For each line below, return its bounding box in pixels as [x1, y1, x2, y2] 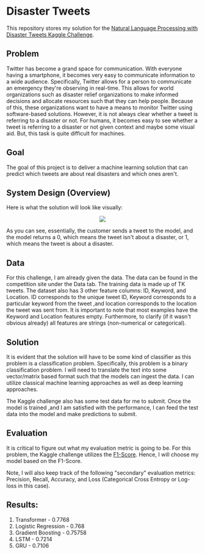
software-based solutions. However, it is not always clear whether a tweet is [6, 110, 198, 117]
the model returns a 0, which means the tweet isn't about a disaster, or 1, [6, 234, 189, 241]
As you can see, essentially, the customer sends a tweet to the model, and [6, 227, 193, 234]
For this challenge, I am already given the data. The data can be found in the [6, 274, 198, 281]
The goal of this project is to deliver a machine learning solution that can [6, 164, 188, 171]
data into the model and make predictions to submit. [6, 411, 137, 417]
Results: [6, 500, 38, 510]
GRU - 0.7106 [15, 542, 49, 549]
